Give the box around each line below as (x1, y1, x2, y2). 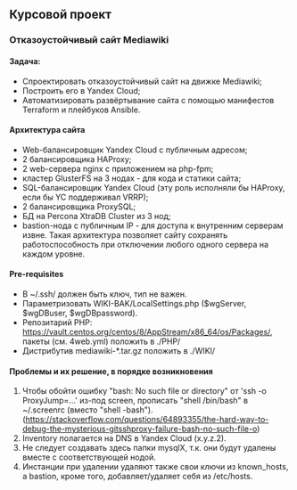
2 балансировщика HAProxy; (21, 153, 132, 164)
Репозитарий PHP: (21, 316, 93, 328)
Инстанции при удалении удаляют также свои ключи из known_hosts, (21, 461, 289, 472)
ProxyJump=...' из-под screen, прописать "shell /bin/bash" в (21, 396, 248, 406)
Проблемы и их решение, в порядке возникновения (9, 365, 214, 377)
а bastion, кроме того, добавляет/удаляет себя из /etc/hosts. (21, 471, 253, 482)
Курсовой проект (9, 7, 111, 22)
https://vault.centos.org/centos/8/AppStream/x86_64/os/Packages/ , (21, 326, 273, 337)
